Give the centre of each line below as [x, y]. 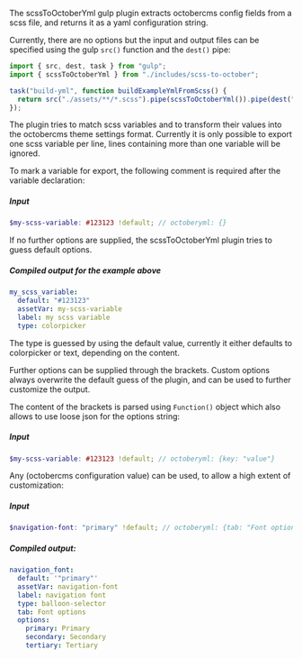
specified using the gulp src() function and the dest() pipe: [120, 50]
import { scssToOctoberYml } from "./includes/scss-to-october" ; [134, 74]
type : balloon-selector [62, 603]
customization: [37, 485]
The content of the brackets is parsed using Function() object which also [145, 407]
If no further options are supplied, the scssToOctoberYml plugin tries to [141, 240]
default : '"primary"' [58, 579]
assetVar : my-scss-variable [70, 309]
